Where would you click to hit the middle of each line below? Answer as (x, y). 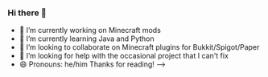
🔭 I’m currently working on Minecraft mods (90, 30)
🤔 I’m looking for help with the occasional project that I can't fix (124, 56)
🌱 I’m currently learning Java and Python (87, 38)
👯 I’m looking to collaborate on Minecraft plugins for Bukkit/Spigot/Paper (139, 47)
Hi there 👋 (27, 13)
